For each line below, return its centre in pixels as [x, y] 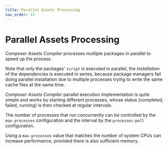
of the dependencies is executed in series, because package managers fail [83, 74]
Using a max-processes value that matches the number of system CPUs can [83, 136]
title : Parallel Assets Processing [43, 10]
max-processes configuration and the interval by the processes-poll [75, 120]
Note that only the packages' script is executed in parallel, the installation [82, 69]
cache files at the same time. [35, 85]
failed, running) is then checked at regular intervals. [59, 105]
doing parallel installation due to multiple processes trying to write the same [84, 79]
